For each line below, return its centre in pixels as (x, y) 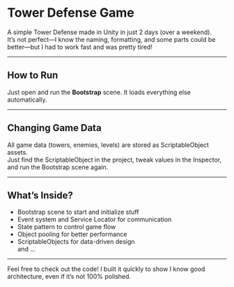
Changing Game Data (55, 128)
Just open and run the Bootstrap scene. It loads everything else (99, 92)
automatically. (27, 100)
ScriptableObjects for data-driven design (76, 242)
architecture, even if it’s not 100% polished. (69, 277)
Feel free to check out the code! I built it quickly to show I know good (106, 269)
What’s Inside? (40, 195)
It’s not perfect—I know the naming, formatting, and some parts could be (111, 39)
